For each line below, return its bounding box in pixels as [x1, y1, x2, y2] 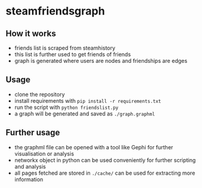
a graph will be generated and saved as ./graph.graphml [14, 110, 155, 117]
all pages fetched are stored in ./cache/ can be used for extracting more [14, 169, 195, 177]
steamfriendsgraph [5, 4, 105, 18]
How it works [5, 28, 56, 39]
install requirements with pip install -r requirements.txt [14, 97, 161, 104]
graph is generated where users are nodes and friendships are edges [14, 57, 188, 64]
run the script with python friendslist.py [14, 103, 119, 111]
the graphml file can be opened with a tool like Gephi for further [14, 143, 174, 151]
